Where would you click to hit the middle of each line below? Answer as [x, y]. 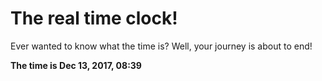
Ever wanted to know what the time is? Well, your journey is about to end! [161, 46]
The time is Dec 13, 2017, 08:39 [76, 65]
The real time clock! [94, 18]
